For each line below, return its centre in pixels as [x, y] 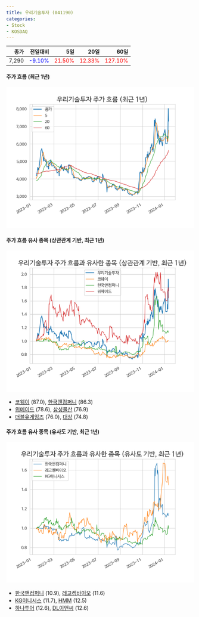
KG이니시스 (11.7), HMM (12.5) [51, 601]
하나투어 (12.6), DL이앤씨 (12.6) [52, 608]
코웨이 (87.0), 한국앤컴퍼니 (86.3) [54, 402]
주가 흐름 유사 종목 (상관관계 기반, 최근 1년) [55, 240]
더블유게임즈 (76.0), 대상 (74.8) [51, 417]
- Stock [16, 25]
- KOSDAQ [17, 32]
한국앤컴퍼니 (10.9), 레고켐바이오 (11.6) [60, 593]
